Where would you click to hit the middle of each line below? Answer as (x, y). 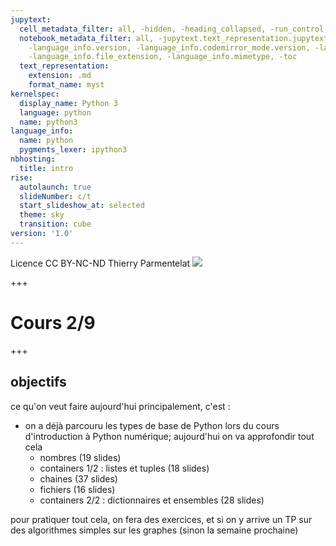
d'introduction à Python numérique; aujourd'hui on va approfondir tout (169, 436)
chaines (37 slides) (78, 478)
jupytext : (31, 19)
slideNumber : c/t (55, 196)
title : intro (46, 168)
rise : (21, 177)
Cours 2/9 (53, 322)
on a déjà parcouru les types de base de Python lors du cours (152, 425)
